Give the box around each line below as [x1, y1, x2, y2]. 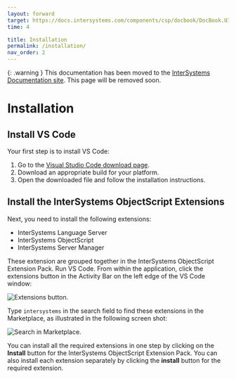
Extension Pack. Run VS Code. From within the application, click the [7, 264, 204, 273]
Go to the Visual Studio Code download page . [17, 161, 150, 169]
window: [7, 279, 32, 288]
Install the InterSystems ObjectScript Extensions [7, 196, 225, 208]
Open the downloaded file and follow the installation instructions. [17, 176, 206, 184]
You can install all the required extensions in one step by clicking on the [7, 341, 214, 349]
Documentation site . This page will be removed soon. [7, 76, 162, 84]
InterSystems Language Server [17, 228, 107, 236]
